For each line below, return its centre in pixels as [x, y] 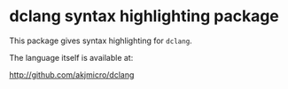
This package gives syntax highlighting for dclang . [101, 41]
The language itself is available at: [71, 57]
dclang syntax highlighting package [144, 16]
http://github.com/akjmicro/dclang [72, 74]
